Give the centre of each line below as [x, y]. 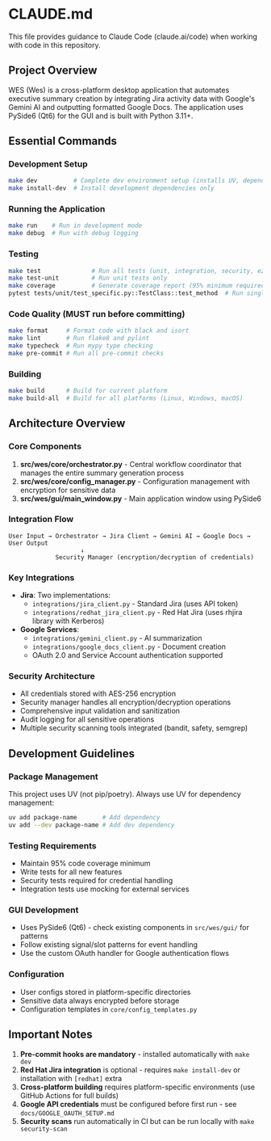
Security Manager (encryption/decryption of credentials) [154, 557]
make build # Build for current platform [88, 391]
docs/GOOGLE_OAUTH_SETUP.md [67, 1113]
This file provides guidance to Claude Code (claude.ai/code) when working [133, 36]
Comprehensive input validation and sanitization [100, 711]
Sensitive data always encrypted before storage [100, 1000]
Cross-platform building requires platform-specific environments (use [138, 1087]
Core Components [45, 447]
